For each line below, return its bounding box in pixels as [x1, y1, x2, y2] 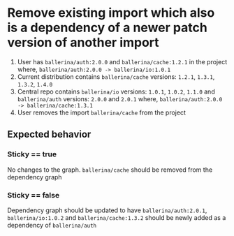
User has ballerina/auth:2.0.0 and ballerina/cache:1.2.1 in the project [17, 57, 228, 66]
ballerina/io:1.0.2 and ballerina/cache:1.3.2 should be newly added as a [7, 213, 226, 221]
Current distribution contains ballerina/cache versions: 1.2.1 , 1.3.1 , [17, 72, 215, 81]
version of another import [7, 35, 159, 50]
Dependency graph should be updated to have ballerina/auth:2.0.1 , [7, 206, 207, 214]
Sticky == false [7, 190, 60, 200]
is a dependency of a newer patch [7, 20, 207, 36]
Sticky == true [7, 149, 57, 159]
